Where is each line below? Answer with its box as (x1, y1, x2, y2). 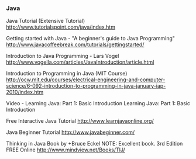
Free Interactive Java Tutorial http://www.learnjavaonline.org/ (6, 117, 154, 125)
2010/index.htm (6, 89, 44, 96)
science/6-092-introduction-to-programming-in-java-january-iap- (6, 82, 166, 89)
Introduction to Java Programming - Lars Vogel (6, 53, 119, 60)
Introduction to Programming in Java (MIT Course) (6, 70, 128, 77)
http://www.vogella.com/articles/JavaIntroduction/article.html (6, 58, 154, 65)
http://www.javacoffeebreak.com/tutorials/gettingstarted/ (6, 41, 145, 48)
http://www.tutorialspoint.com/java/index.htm (6, 23, 116, 30)
